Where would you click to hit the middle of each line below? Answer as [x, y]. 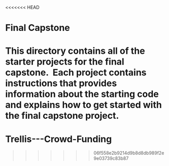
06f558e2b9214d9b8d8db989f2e [129, 153]
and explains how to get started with [84, 105]
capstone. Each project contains [76, 73]
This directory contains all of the [75, 51]
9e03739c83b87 [111, 158]
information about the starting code [82, 94]
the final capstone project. [62, 116]
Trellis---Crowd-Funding [59, 139]
